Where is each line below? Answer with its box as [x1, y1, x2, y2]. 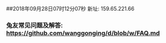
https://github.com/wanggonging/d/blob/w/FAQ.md [6, 29, 160, 37]
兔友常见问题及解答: [6, 21, 63, 29]
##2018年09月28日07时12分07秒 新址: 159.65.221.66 [6, 5, 135, 12]
